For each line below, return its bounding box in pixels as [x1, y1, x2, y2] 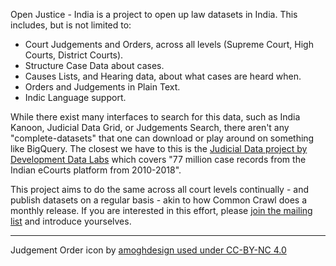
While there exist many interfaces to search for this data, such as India [10, 111, 301, 123]
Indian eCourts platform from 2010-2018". [10, 164, 182, 176]
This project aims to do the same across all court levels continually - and [10, 184, 310, 195]
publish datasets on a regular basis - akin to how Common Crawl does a [10, 194, 308, 206]
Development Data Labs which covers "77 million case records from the [10, 154, 307, 165]
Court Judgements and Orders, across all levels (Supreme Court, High [24, 39, 314, 50]
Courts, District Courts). [24, 49, 124, 61]
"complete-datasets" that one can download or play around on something [10, 132, 315, 144]
